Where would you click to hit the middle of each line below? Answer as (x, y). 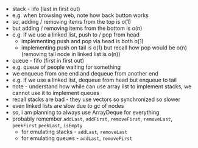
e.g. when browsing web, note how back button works (80, 15)
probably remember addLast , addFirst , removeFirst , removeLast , (92, 119)
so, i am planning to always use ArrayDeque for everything (86, 112)
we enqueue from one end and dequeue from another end (85, 73)
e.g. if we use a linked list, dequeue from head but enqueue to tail (94, 80)
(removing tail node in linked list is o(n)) (71, 54)
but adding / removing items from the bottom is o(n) (77, 28)
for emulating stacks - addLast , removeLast (74, 132)
